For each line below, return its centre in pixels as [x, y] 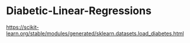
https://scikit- [23, 27]
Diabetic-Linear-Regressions [79, 11]
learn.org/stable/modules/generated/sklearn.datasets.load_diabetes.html [95, 33]
